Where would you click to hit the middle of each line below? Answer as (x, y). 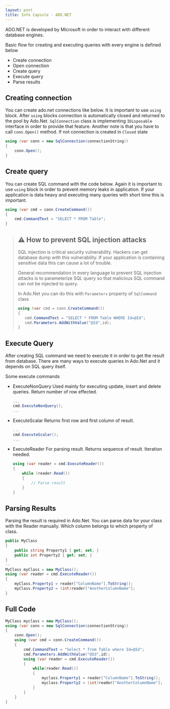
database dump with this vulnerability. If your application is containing (91, 257)
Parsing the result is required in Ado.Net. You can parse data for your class (84, 521)
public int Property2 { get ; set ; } (53, 555)
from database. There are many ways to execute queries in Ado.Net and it (83, 361)
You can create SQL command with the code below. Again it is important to (84, 184)
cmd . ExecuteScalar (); (36, 435)
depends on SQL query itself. (36, 367)
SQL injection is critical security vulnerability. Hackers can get (83, 252)
